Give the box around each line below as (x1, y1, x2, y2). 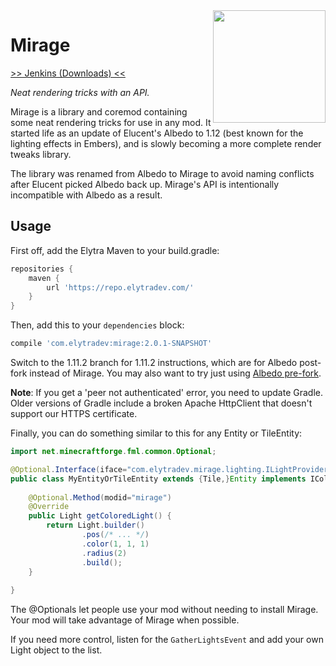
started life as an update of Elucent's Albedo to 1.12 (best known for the (10, 127, 304, 139)
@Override (28, 502, 70, 512)
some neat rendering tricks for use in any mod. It (10, 116, 212, 128)
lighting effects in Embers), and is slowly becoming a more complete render (10, 137, 322, 149)
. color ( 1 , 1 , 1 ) (81, 539, 150, 549)
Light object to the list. (10, 644, 103, 656)
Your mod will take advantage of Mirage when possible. (10, 614, 240, 626)
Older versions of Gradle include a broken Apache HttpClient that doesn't (10, 397, 313, 409)
